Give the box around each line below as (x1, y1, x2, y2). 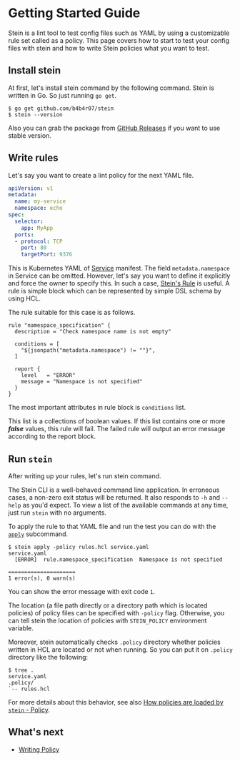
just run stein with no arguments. (8, 508, 106, 517)
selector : (14, 218, 44, 225)
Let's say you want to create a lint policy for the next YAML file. (8, 171, 194, 179)
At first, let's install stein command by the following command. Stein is (8, 84, 215, 92)
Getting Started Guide (8, 5, 141, 21)
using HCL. (8, 294, 41, 303)
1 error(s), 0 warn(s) (8, 575, 76, 582)
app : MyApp (21, 224, 54, 231)
